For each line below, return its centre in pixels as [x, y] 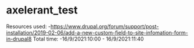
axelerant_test [42, 10]
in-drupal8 [19, 39]
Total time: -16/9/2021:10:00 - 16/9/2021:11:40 [88, 39]
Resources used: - [29, 26]
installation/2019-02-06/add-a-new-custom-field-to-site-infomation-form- [97, 32]
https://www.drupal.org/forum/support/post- [105, 26]
